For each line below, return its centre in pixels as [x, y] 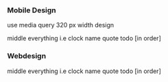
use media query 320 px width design [61, 25]
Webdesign [27, 56]
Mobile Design [32, 10]
